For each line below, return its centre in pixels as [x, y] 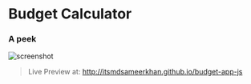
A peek [22, 39]
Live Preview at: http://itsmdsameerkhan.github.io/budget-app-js [135, 72]
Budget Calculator [70, 14]
